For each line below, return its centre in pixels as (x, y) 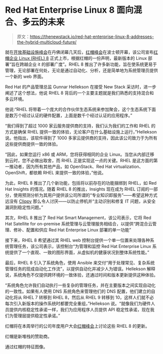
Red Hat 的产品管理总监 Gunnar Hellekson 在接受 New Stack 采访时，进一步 (81, 87)
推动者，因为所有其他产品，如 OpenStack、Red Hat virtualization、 (76, 167)
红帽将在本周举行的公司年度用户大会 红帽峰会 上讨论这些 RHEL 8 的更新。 (77, 326)
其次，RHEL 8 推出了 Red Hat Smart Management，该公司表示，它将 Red (78, 218)
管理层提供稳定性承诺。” (37, 316)
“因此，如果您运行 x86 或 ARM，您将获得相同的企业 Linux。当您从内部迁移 (80, 154)
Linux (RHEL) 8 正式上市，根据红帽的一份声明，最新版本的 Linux (83, 58)
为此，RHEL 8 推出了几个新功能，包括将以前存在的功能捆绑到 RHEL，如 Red (81, 183)
